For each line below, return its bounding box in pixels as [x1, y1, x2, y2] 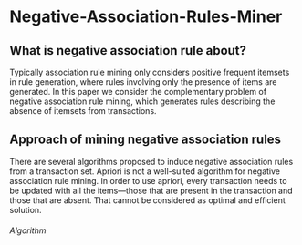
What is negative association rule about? [9, 43, 247, 58]
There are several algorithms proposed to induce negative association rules [9, 156, 294, 167]
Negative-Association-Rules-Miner [9, 6, 283, 27]
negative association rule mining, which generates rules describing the [9, 96, 276, 107]
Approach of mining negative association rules [9, 132, 281, 148]
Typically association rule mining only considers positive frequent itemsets [9, 66, 290, 77]
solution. [9, 204, 43, 215]
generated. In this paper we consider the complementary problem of [9, 87, 267, 97]
